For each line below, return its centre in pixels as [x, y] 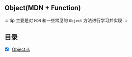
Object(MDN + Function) [43, 8]
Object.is [21, 49]
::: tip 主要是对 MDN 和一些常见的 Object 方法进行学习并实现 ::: [66, 20]
